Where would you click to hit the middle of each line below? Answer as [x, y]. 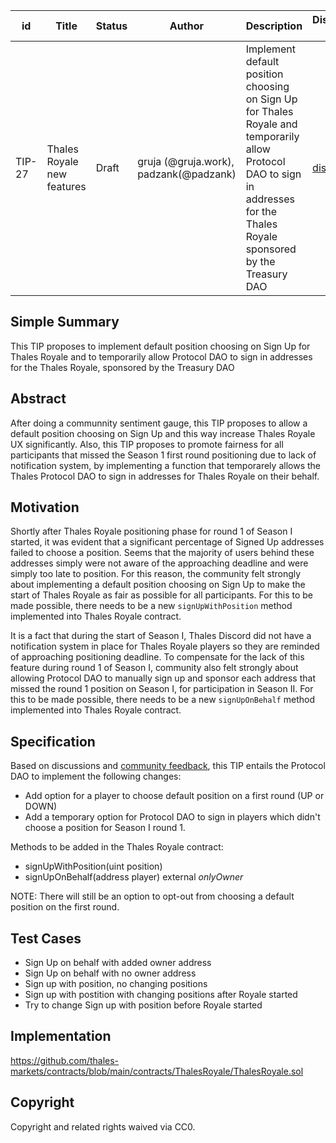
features [66, 186]
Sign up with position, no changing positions [116, 984]
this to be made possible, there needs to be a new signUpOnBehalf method [162, 700]
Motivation [45, 507]
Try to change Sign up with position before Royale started [143, 1005]
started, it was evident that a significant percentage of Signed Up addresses [167, 542]
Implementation [61, 1036]
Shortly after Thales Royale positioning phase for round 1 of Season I [151, 531]
